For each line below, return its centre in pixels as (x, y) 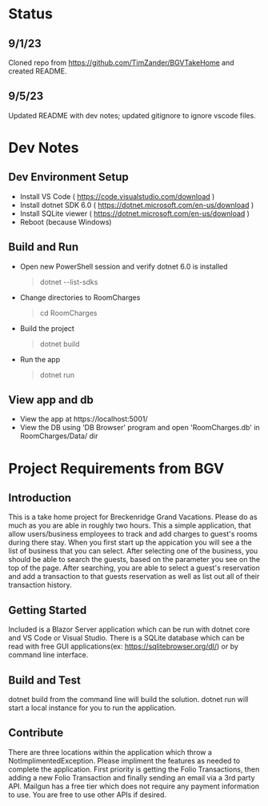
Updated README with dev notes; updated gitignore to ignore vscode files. (132, 115)
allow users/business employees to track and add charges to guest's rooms (133, 534)
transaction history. (40, 585)
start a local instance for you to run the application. (92, 708)
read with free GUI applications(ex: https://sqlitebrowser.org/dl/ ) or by (123, 646)
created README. (38, 71)
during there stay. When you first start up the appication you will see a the (130, 543)
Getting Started (48, 610)
